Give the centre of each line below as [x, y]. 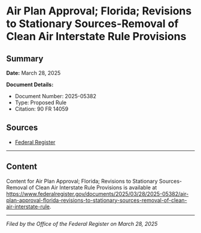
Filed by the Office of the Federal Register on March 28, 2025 [82, 223]
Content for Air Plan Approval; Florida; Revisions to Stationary [82, 181]
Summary [25, 58]
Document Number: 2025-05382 [56, 96]
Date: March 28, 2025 [33, 73]
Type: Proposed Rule [41, 102]
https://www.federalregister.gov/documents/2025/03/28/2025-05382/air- [98, 193]
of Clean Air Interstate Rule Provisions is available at [93, 187]
